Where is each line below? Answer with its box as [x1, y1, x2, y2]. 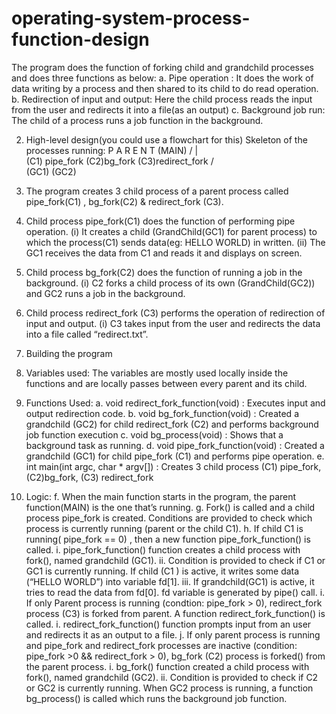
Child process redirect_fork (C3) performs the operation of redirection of [25, 307, 326, 319]
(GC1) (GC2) [25, 165, 77, 177]
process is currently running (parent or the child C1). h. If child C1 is [25, 522, 304, 534]
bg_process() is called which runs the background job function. [25, 692, 288, 704]
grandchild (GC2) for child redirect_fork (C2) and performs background [25, 418, 319, 430]
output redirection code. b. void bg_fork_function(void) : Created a [25, 407, 299, 419]
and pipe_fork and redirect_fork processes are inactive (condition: [25, 639, 298, 651]
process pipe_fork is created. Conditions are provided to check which [25, 512, 313, 524]
